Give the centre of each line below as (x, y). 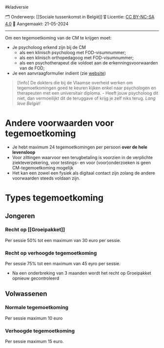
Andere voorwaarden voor (60, 123)
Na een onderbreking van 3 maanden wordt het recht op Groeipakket (82, 273)
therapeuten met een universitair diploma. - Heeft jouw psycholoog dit (88, 93)
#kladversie (17, 7)
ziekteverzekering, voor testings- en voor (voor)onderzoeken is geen (82, 163)
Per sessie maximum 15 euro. (34, 342)
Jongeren (20, 216)
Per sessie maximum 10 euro (34, 318)
